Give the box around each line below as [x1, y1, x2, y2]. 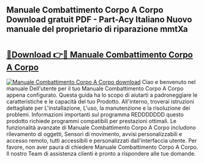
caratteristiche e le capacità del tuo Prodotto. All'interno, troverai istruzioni [6, 98, 194, 105]
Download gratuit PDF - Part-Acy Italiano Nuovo [6, 15, 192, 25]
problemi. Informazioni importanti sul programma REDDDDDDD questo [6, 111, 184, 118]
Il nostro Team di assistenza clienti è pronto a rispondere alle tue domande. [6, 150, 196, 157]
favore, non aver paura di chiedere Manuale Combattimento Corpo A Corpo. [6, 143, 198, 151]
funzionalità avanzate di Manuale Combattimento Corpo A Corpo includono [6, 124, 196, 131]
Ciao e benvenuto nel [142, 78, 196, 85]
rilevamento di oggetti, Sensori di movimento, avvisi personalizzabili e [6, 131, 183, 137]
